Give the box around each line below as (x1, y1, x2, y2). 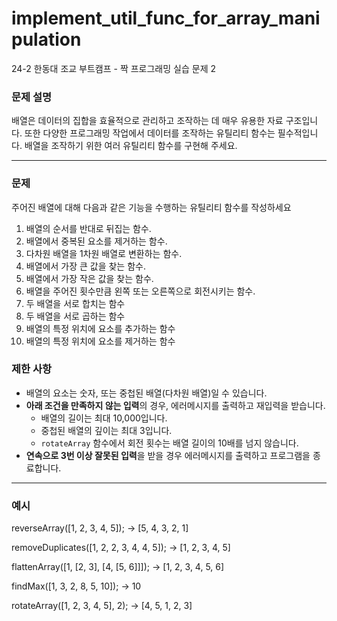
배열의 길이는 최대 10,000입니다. (40, 412, 168, 424)
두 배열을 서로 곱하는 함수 (25, 310, 126, 322)
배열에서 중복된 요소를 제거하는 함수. (25, 235, 168, 247)
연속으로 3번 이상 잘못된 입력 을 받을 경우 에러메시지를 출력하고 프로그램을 (25, 449, 311, 461)
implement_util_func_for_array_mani (11, 7, 321, 30)
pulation (11, 28, 82, 51)
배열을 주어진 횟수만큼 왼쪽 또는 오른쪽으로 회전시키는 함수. (25, 285, 256, 297)
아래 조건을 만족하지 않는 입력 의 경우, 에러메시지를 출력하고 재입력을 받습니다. (25, 399, 326, 411)
